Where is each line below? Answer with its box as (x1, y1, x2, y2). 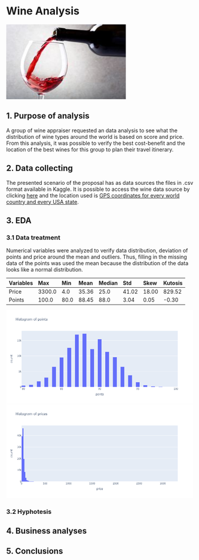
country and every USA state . (6, 198, 79, 205)
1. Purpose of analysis (6, 111, 90, 121)
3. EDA (6, 215, 32, 226)
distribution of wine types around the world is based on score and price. (6, 133, 184, 140)
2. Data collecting (6, 163, 74, 174)
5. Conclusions (6, 546, 63, 556)
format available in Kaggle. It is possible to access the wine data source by (6, 185, 190, 193)
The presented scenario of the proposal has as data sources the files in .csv (6, 179, 194, 186)
